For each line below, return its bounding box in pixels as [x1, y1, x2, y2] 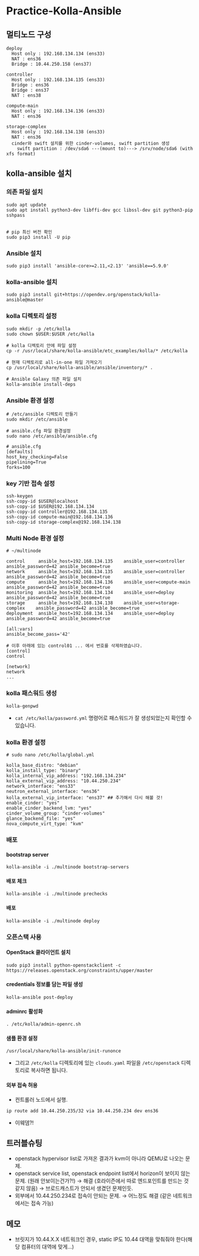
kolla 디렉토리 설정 [6, 312, 57, 320]
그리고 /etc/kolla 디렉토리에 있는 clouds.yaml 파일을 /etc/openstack [14, 1059, 180, 1067]
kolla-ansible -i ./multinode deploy [6, 918, 100, 924]
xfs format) [6, 151, 36, 157]
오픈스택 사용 [6, 932, 42, 941]
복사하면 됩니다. [30, 1067, 68, 1074]
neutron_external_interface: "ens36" [6, 788, 100, 795]
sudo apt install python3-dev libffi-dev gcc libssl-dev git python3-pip [6, 207, 194, 213]
